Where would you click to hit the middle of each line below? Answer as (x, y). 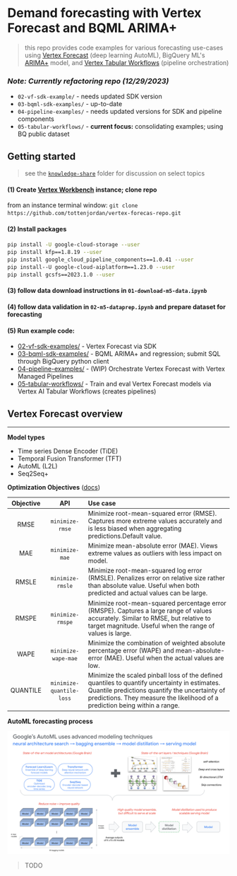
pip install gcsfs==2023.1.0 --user (61, 275)
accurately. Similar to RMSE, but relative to (150, 618)
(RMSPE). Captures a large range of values (150, 611)
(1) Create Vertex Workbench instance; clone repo (82, 190)
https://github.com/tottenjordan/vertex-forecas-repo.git (94, 214)
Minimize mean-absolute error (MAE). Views (153, 546)
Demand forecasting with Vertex (104, 13)
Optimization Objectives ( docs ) (54, 488)
